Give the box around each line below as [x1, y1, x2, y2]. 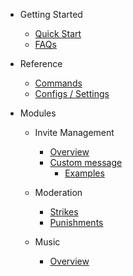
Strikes [49, 206, 79, 218]
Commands [34, 77, 83, 89]
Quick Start [34, 28, 82, 39]
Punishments [49, 217, 104, 228]
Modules [19, 107, 57, 119]
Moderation [34, 187, 83, 198]
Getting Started [19, 9, 83, 20]
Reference [19, 58, 63, 69]
